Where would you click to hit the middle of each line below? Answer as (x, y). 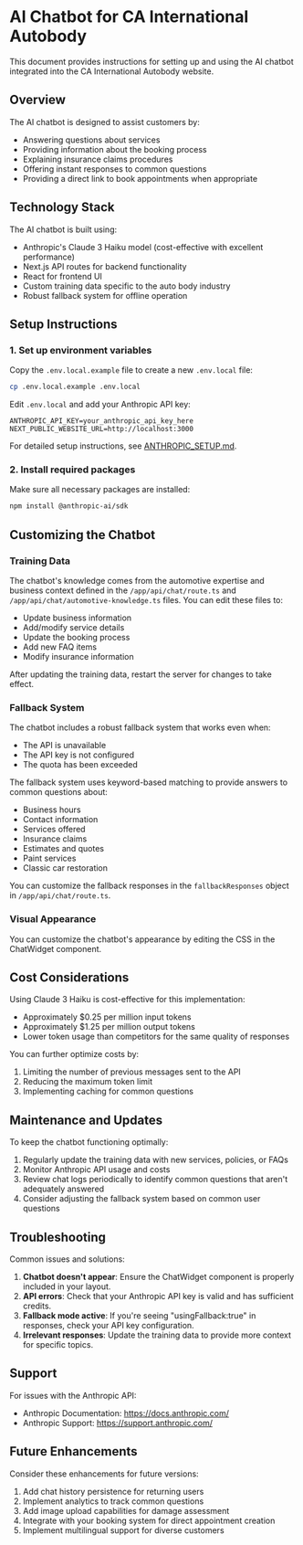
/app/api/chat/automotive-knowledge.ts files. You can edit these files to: (146, 599)
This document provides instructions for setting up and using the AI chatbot (151, 61)
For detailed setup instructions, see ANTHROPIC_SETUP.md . (123, 446)
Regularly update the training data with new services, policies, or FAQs (156, 1160)
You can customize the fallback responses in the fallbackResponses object (149, 886)
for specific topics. (58, 1345)
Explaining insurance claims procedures (98, 159)
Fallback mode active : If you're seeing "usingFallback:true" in (139, 1316)
